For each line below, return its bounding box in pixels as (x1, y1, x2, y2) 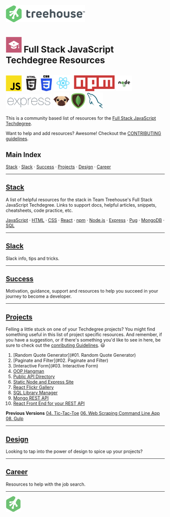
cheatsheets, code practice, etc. (6, 207, 73, 213)
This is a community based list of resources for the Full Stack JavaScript (6, 115, 156, 121)
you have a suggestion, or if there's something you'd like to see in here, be (6, 337, 161, 343)
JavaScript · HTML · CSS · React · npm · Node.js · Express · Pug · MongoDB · (6, 217, 164, 223)
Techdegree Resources (6, 55, 105, 66)
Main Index (6, 150, 41, 159)
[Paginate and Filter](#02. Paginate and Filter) (13, 357, 108, 363)
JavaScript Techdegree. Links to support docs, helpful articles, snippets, (6, 202, 157, 208)
